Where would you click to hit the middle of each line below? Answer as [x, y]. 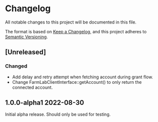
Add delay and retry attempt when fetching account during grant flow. [82, 77]
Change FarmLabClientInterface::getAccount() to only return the [77, 82]
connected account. [32, 87]
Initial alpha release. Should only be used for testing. [58, 114]
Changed [16, 66]
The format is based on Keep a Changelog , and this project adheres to [76, 31]
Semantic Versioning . [26, 37]
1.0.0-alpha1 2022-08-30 [45, 103]
